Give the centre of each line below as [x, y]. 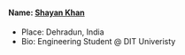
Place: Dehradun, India [62, 32]
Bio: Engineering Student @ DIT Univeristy [98, 42]
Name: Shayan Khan [46, 12]
